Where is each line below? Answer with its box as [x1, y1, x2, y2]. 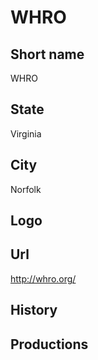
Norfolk [10, 183, 42, 195]
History [10, 302, 58, 319]
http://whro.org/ [10, 272, 77, 285]
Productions [10, 336, 89, 353]
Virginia [10, 127, 42, 140]
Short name [10, 46, 85, 63]
